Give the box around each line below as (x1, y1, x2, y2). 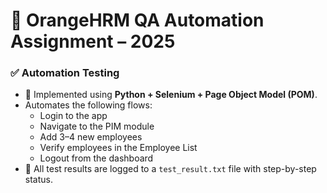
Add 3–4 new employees (39, 131, 143, 143)
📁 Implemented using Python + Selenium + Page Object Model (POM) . (24, 89, 318, 101)
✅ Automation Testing (10, 66, 120, 80)
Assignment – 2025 (10, 30, 176, 53)
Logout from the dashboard (39, 152, 154, 164)
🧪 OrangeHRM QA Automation (10, 9, 265, 32)
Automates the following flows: (24, 99, 153, 111)
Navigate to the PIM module (39, 120, 155, 133)
